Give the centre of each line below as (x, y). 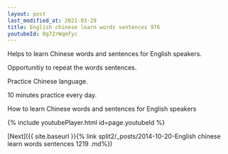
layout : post (27, 14)
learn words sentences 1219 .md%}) (60, 144)
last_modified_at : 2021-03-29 (52, 21)
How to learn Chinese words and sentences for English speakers (102, 109)
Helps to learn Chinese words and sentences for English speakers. (105, 54)
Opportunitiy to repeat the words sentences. (72, 67)
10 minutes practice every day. (52, 95)
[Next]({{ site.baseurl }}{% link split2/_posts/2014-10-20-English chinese (114, 136)
